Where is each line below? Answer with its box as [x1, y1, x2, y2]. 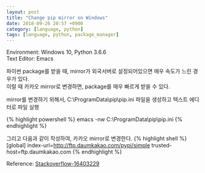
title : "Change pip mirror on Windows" [6, 15, 108, 21]
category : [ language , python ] [6, 26, 84, 32]
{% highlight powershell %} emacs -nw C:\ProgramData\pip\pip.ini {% [6, 116, 183, 123]
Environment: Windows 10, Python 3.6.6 [6, 48, 106, 56]
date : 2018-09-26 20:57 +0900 [6, 20, 84, 26]
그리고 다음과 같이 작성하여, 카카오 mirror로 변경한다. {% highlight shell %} [6, 135, 187, 142]
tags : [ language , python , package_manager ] [6, 32, 119, 38]
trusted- [151, 142, 173, 149]
